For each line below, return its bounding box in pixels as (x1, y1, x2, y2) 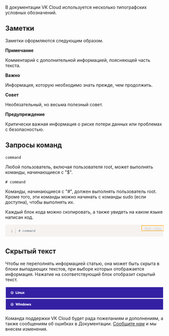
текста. (5, 62, 21, 69)
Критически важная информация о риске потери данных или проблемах (5, 121, 162, 127)
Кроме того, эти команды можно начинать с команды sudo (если (5, 193, 146, 199)
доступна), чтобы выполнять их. (5, 199, 74, 205)
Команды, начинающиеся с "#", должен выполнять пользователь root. (5, 188, 157, 194)
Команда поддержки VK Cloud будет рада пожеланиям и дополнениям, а (5, 315, 163, 321)
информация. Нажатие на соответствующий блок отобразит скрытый (5, 271, 155, 277)
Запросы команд (5, 141, 62, 150)
